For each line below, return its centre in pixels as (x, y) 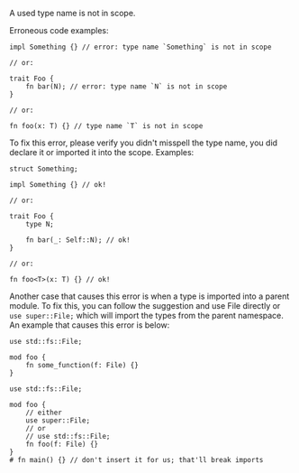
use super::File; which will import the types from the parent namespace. (146, 315)
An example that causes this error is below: (90, 325)
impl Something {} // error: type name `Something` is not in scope (140, 47)
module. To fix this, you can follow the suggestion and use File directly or (145, 306)
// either (44, 413)
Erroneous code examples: (59, 30)
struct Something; (44, 169)
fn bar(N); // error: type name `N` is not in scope (127, 87)
